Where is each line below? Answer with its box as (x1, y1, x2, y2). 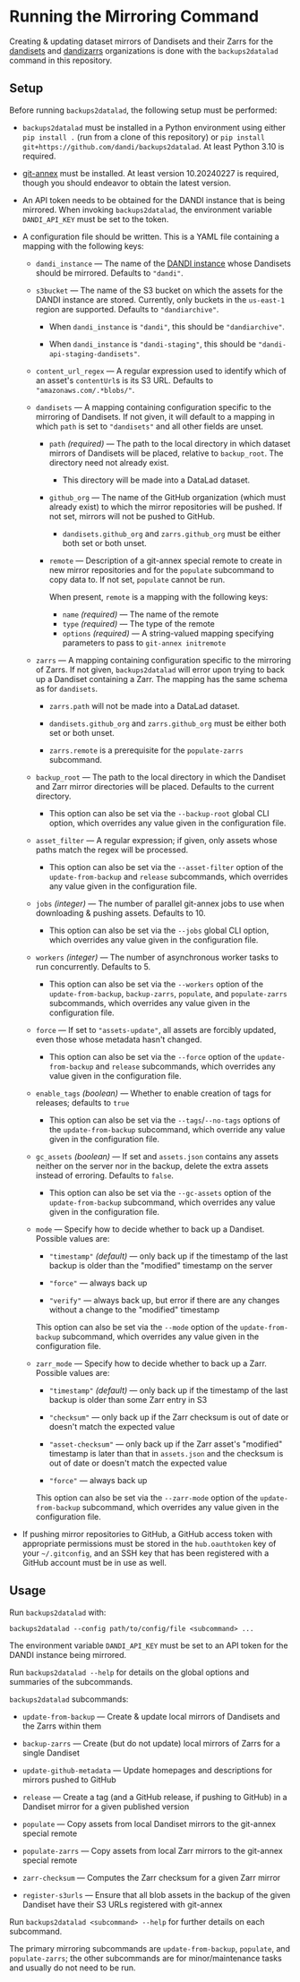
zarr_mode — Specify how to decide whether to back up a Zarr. (35, 1358, 267, 1369)
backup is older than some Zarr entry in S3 (48, 1394, 208, 1405)
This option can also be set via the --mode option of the (35, 1321, 239, 1332)
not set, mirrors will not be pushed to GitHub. (48, 510, 215, 521)
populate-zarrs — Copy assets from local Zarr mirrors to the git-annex (21, 1845, 284, 1856)
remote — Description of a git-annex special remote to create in (48, 555, 282, 566)
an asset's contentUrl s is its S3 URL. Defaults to (35, 374, 213, 386)
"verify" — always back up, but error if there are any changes (48, 1294, 280, 1305)
